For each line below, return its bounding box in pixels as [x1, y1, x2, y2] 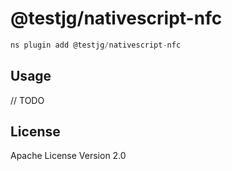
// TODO [10, 94, 45, 106]
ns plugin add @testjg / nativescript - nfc [10, 40, 182, 50]
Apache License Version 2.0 [10, 150, 127, 162]
